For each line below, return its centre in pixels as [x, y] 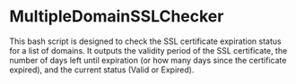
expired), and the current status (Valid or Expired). [102, 70]
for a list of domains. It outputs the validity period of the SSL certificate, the [148, 50]
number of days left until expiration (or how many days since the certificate [148, 60]
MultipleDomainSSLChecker [117, 17]
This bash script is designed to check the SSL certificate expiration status [145, 41]
